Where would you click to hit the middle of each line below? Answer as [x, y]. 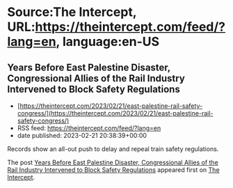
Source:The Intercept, [72, 12]
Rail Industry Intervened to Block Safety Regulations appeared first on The [114, 170]
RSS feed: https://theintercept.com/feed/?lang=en [89, 128]
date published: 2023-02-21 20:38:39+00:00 [82, 135]
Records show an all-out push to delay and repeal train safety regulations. [113, 149]
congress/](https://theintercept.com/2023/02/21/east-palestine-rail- [115, 113]
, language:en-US [108, 42]
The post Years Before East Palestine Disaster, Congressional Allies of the [113, 162]
